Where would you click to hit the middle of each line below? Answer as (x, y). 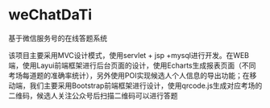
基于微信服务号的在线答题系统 (58, 38)
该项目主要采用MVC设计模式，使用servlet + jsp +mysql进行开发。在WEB (129, 55)
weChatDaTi (50, 15)
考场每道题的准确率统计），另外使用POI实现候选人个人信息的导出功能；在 (129, 75)
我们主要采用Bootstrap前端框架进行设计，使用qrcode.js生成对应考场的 (146, 85)
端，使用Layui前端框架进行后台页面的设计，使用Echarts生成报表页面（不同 (132, 65)
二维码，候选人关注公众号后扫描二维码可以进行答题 (93, 95)
